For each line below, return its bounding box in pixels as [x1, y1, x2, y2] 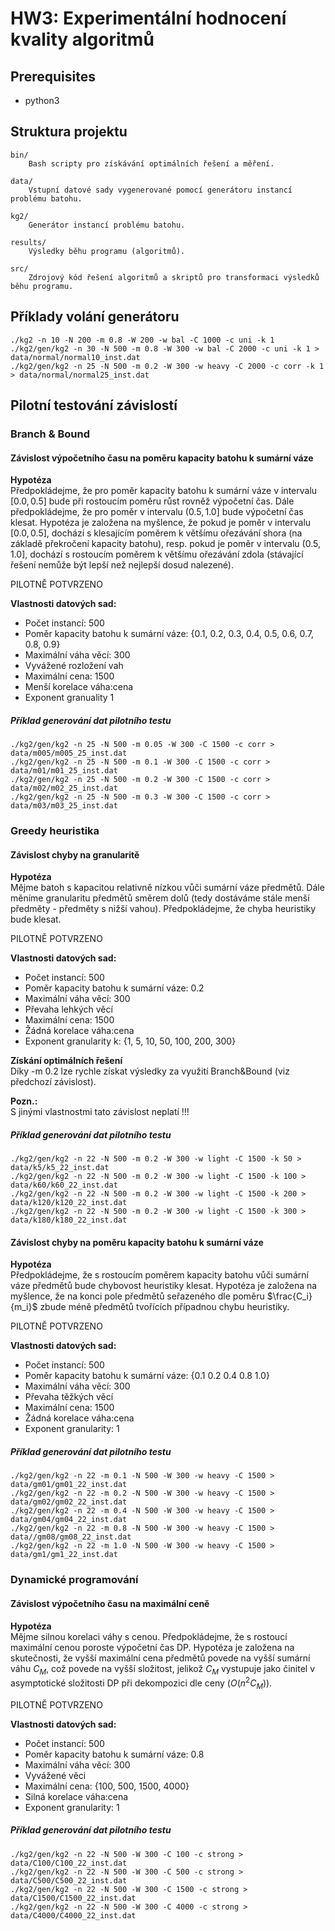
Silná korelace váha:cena [24, 1790, 129, 1802]
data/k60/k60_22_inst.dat [10, 1180, 118, 1191]
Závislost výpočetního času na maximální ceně [10, 1597, 210, 1609]
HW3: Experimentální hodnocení [10, 7, 287, 30]
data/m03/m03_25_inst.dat [10, 801, 118, 811]
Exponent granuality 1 [24, 692, 115, 704]
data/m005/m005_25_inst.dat [10, 748, 128, 759]
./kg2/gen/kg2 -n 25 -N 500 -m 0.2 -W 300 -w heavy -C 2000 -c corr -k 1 [10, 361, 325, 371]
